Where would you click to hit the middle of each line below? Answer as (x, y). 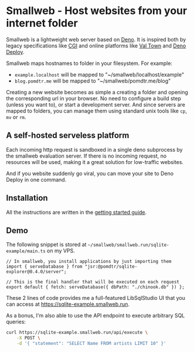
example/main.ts (26, 251)
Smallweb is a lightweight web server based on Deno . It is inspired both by (96, 39)
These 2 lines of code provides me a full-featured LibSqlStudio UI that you (96, 298)
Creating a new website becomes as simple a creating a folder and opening (97, 92)
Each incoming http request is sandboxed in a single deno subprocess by (94, 149)
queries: (16, 322)
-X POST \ (29, 338)
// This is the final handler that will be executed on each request (93, 282)
